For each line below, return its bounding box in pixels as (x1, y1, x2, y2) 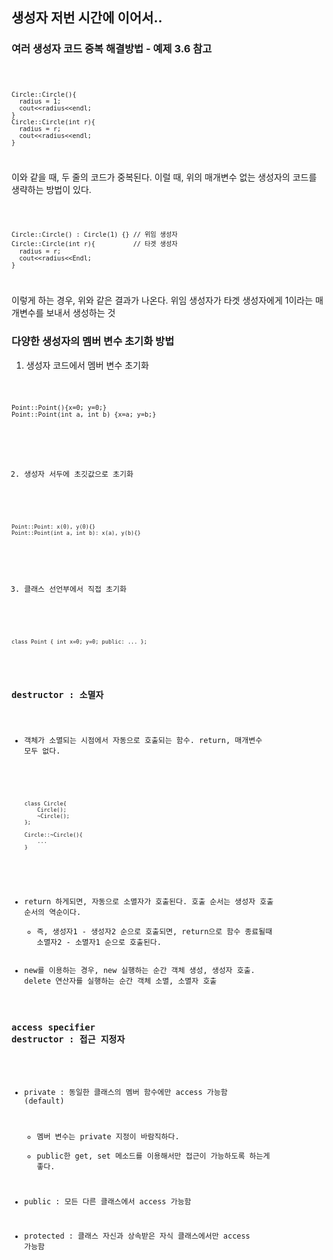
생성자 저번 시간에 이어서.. (11, 9, 163, 27)
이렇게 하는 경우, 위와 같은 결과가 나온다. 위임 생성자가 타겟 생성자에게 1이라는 (11, 294, 314, 307)
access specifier (11, 1022, 96, 1033)
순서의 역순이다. (24, 907, 82, 917)
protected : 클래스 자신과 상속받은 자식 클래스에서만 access (24, 1231, 251, 1242)
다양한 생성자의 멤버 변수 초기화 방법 (11, 334, 175, 348)
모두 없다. (24, 746, 61, 756)
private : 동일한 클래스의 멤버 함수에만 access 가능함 (24, 1087, 228, 1097)
